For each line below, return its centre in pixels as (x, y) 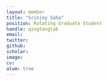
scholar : (17, 52)
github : (16, 46)
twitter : (17, 40)
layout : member (26, 12)
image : (15, 57)
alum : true (20, 69)
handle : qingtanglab (33, 29)
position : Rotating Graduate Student (54, 23)
